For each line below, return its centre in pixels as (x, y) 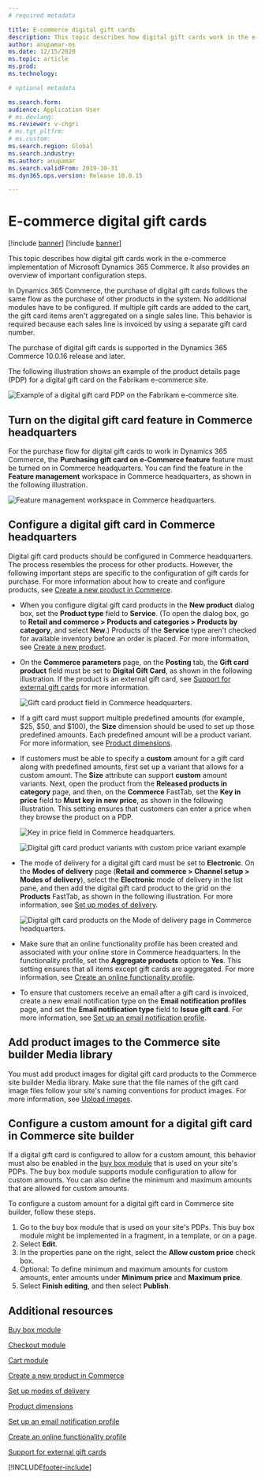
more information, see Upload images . (70, 1099)
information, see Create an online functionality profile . (107, 977)
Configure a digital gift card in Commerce (112, 525)
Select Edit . (38, 1244)
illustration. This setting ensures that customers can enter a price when (135, 809)
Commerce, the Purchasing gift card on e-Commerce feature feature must (131, 459)
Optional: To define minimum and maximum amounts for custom (124, 1269)
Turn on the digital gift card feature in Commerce (131, 420)
